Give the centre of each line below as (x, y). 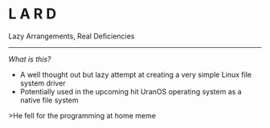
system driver (43, 83)
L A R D (33, 14)
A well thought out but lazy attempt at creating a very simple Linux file (135, 74)
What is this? (30, 59)
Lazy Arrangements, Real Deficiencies (72, 36)
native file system (49, 100)
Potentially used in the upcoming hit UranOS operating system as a (131, 91)
